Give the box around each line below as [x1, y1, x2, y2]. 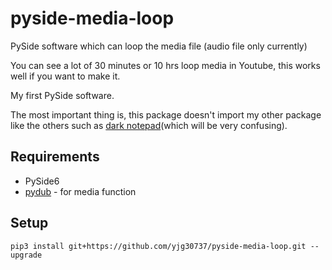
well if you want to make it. [10, 70, 121, 82]
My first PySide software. [10, 89, 115, 101]
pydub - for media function [24, 185, 137, 197]
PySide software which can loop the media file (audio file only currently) [10, 40, 308, 52]
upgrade [10, 250, 43, 260]
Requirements [10, 148, 100, 166]
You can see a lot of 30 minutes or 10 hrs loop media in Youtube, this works [10, 59, 321, 71]
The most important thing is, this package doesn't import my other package [10, 108, 322, 121]
